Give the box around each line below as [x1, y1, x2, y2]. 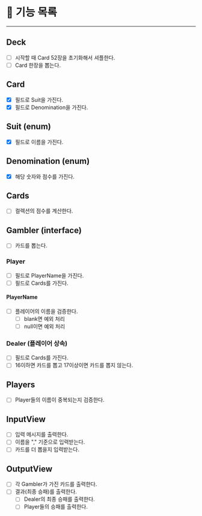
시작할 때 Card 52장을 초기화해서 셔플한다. [14, 54, 115, 61]
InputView [6, 414, 46, 424]
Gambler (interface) [6, 225, 82, 235]
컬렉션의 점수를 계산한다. [14, 207, 73, 214]
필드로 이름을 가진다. [14, 138, 64, 145]
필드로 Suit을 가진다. [14, 96, 64, 103]
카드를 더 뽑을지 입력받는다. [14, 446, 80, 453]
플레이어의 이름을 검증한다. [14, 308, 78, 315]
